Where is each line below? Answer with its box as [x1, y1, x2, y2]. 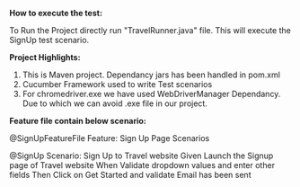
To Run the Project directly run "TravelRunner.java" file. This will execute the [9, 25, 292, 35]
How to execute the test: [9, 8, 103, 18]
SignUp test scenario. [9, 35, 90, 45]
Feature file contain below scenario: [9, 116, 146, 126]
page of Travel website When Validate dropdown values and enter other [9, 160, 276, 170]
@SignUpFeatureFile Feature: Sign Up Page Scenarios [9, 133, 210, 143]
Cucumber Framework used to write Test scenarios [22, 79, 213, 89]
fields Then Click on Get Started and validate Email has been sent [9, 170, 251, 180]
